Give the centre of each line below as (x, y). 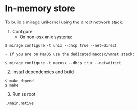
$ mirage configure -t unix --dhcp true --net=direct (61, 45)
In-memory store (40, 9)
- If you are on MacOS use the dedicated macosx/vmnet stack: (70, 54)
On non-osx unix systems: (46, 37)
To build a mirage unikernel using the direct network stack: (64, 22)
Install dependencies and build (43, 72)
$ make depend (20, 81)
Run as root (24, 94)
